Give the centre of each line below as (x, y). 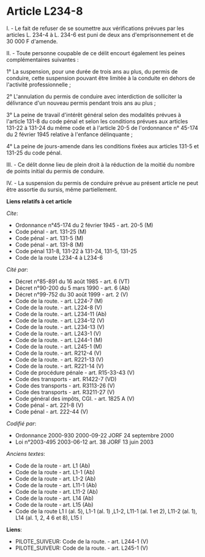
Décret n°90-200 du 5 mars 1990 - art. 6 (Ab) (73, 288)
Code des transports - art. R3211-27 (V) (65, 392)
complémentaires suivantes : (43, 59)
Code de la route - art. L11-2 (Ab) (57, 491)
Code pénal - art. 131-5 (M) (49, 238)
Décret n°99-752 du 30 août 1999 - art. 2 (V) (72, 294)
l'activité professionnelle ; (39, 85)
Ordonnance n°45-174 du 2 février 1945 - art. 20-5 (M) (84, 225)
